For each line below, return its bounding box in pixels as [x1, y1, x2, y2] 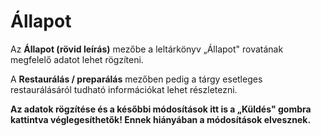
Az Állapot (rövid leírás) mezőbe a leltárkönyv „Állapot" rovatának [10, 43, 284, 55]
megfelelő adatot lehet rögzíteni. [10, 53, 144, 65]
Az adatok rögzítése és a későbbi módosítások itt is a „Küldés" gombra [10, 103, 312, 115]
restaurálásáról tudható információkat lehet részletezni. [10, 83, 238, 95]
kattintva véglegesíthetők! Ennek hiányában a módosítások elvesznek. [10, 113, 312, 125]
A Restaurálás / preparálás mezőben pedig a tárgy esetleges [10, 73, 263, 85]
